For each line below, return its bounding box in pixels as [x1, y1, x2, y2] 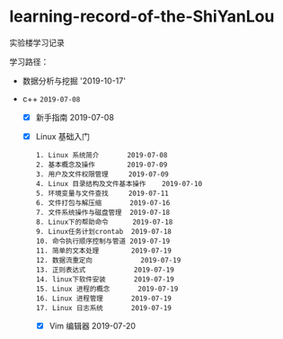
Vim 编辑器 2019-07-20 [49, 321, 137, 332]
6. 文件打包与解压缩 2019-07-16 [35, 199, 171, 208]
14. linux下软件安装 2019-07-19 [35, 275, 175, 284]
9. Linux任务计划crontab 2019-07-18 [35, 227, 172, 236]
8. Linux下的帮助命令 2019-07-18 [35, 218, 173, 227]
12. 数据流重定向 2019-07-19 [35, 256, 181, 265]
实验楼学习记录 [9, 37, 65, 48]
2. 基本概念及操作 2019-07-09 [35, 160, 168, 170]
